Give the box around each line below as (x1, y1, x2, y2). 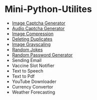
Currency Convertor (11, 83, 53, 89)
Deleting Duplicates (11, 36, 53, 42)
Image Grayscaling (11, 41, 51, 47)
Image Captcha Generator (11, 20, 65, 26)
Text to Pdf (11, 73, 35, 79)
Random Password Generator (11, 51, 73, 58)
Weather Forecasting (11, 89, 55, 95)
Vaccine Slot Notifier (11, 62, 54, 68)
